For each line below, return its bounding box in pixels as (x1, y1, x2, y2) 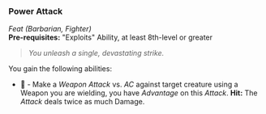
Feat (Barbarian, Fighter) (8, 24, 92, 34)
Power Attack (8, 6, 63, 17)
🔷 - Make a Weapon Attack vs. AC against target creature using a (19, 79, 238, 90)
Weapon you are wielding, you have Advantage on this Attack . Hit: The (19, 88, 258, 98)
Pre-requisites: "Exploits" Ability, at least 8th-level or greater (8, 32, 213, 42)
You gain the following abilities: (8, 64, 112, 74)
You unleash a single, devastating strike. (28, 49, 165, 58)
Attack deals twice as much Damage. (19, 97, 145, 107)
